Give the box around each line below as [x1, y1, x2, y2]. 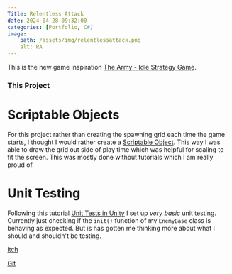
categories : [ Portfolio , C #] [7, 23, 94, 31]
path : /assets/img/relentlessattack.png [20, 37, 141, 44]
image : [7, 30, 27, 38]
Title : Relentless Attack [7, 10, 84, 18]
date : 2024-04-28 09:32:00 [7, 17, 87, 24]
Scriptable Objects [7, 107, 120, 123]
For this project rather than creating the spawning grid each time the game [7, 130, 226, 138]
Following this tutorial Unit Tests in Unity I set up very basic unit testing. [7, 209, 216, 217]
